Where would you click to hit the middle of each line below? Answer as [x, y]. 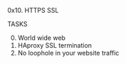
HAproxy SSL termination [55, 45]
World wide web [42, 38]
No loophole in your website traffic [68, 53]
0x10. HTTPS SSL [33, 10]
